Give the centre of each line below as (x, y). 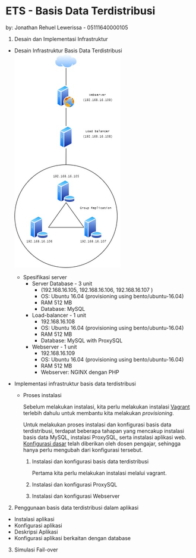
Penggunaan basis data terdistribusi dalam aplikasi (76, 507)
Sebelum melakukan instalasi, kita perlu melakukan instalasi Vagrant (106, 407)
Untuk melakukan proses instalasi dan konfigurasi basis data (97, 425)
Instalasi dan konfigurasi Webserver (76, 496)
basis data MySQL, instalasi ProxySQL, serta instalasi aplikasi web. (105, 437)
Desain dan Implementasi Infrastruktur (61, 39)
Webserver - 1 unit (54, 347)
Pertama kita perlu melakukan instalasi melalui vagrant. (99, 473)
